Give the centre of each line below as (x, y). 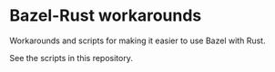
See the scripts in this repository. (71, 58)
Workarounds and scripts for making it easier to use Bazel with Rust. (137, 40)
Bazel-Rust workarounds (106, 16)
